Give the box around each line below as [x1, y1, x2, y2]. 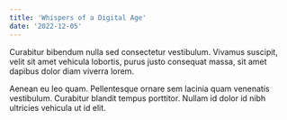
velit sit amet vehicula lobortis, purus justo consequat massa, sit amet [9, 56, 267, 67]
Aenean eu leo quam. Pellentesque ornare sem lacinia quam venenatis [9, 83, 270, 94]
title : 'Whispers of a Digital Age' [9, 13, 147, 23]
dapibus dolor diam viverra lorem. [9, 65, 135, 77]
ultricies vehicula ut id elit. [9, 102, 106, 113]
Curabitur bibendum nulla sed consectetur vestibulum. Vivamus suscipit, [9, 46, 279, 57]
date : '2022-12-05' [9, 22, 83, 31]
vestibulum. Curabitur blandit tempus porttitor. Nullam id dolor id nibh [9, 92, 266, 104]
